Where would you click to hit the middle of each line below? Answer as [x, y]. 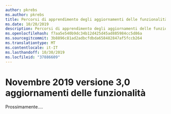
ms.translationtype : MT [31, 43]
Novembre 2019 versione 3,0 [68, 82]
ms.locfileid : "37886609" [33, 57]
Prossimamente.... [24, 107]
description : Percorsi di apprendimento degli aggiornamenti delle [78, 29]
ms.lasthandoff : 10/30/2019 [35, 52]
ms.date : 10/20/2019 [27, 24]
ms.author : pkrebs [25, 15]
